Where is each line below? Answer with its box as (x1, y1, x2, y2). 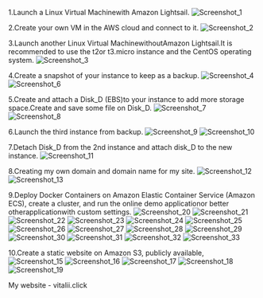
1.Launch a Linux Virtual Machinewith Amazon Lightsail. (8, 8, 190, 17)
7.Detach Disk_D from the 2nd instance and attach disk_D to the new (8, 143, 233, 151)
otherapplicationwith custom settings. (8, 207, 132, 217)
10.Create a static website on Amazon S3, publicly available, (8, 248, 204, 257)
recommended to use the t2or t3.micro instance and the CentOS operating (8, 47, 252, 56)
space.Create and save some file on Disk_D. (8, 104, 153, 112)
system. (8, 56, 34, 65)
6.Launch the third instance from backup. (8, 127, 144, 136)
